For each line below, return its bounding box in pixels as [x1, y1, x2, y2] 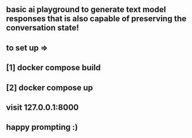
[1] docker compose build [6, 63, 101, 73]
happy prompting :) [6, 122, 78, 132]
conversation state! [6, 23, 79, 33]
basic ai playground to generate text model [6, 5, 166, 15]
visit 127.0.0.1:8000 [6, 102, 79, 112]
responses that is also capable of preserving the [6, 14, 187, 24]
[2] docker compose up [6, 82, 93, 92]
